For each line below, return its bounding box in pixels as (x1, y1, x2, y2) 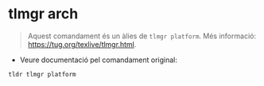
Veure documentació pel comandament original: (19, 55, 177, 64)
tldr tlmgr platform (8, 70, 77, 78)
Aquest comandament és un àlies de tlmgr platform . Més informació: (27, 31, 257, 41)
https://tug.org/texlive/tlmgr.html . (27, 39, 137, 49)
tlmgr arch (8, 5, 79, 23)
